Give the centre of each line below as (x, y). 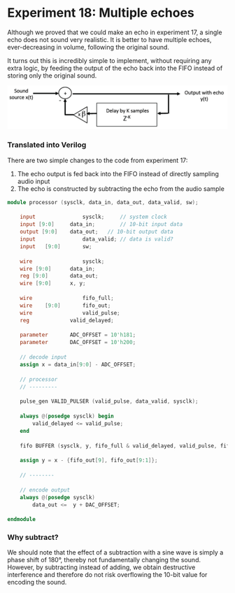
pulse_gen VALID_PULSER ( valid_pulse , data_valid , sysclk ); (109, 401)
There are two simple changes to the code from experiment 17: (98, 160)
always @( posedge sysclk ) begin (67, 416)
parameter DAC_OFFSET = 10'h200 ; (78, 343)
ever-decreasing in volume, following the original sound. (88, 47)
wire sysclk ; (62, 261)
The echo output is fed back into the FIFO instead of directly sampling (118, 173)
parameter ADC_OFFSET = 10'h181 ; (78, 335)
